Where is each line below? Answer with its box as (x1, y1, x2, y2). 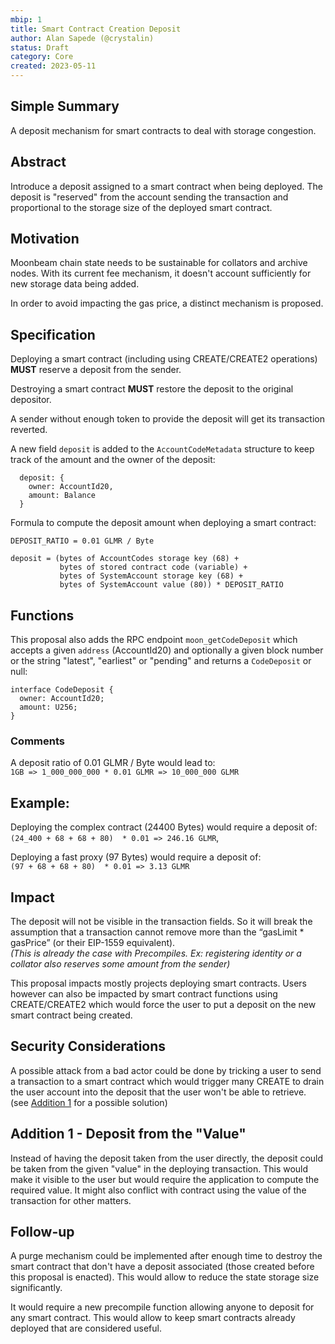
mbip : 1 (10, 14, 43, 25)
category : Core (10, 52, 74, 62)
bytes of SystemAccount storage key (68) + (59, 571, 244, 581)
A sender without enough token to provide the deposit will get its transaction (10, 413, 326, 425)
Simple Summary (10, 98, 120, 115)
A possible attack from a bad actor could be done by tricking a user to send (10, 1064, 322, 1076)
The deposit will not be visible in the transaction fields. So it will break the (10, 915, 313, 927)
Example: (10, 794, 70, 811)
